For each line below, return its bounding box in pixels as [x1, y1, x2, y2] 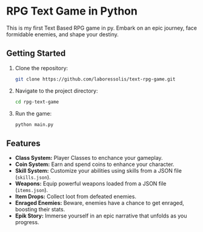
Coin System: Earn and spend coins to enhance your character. [15, 161, 175, 168]
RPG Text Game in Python [6, 4, 138, 18]
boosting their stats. [15, 206, 65, 213]
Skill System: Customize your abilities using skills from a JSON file [15, 167, 182, 174]
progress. [15, 219, 39, 226]
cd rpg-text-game [15, 99, 59, 105]
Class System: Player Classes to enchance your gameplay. [15, 154, 163, 162]
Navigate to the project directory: [15, 87, 98, 94]
